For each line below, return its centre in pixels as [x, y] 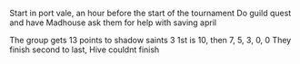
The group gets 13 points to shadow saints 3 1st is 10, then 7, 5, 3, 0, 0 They [150, 40]
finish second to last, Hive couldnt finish [85, 50]
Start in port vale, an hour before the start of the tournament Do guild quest [150, 13]
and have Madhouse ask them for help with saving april [113, 23]
